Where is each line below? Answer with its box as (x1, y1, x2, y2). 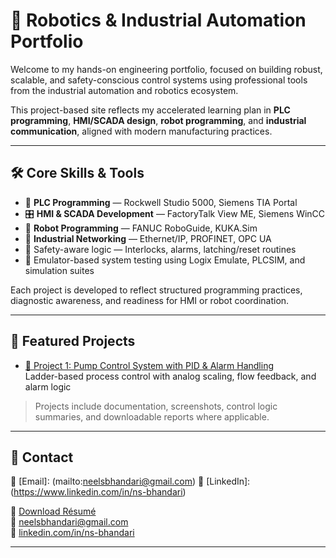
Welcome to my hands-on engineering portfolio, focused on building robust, (10, 63, 323, 75)
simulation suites (24, 264, 95, 276)
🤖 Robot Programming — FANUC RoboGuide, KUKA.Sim (24, 222, 258, 234)
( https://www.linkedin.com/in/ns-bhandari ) (10, 486, 187, 498)
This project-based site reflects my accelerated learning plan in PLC (10, 104, 291, 116)
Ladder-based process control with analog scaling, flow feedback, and (24, 370, 317, 382)
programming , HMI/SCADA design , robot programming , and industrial (10, 114, 307, 126)
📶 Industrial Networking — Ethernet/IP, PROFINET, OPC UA (24, 232, 272, 244)
